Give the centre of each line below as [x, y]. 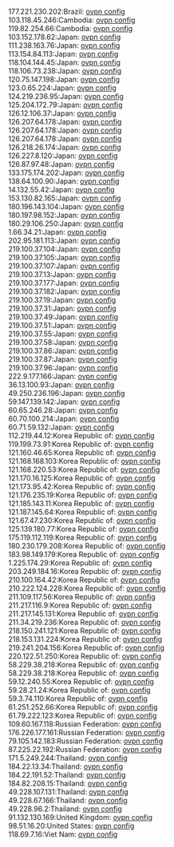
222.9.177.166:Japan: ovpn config [63, 376]
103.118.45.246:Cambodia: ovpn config [72, 20]
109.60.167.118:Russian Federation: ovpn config [85, 724]
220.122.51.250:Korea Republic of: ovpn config [85, 656]
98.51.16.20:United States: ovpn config [71, 826]
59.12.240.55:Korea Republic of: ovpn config [81, 681]
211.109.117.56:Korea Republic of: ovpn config [82, 597]
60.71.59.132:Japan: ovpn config [61, 427]
